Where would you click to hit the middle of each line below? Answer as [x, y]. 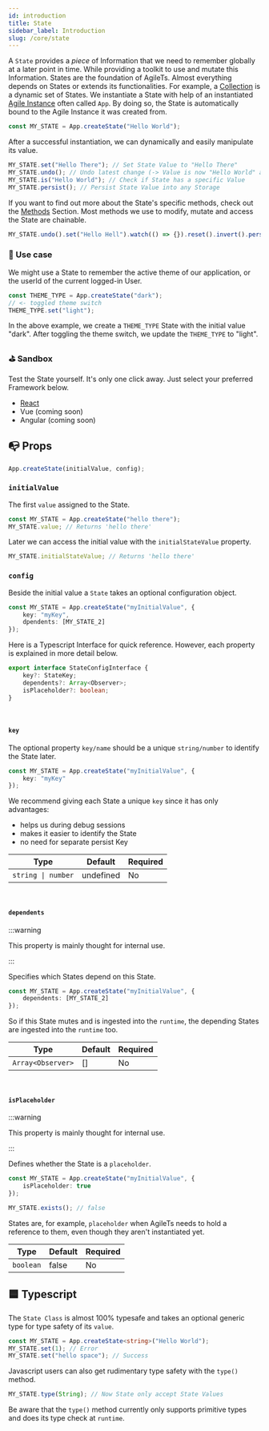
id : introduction [37, 16]
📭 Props [30, 446]
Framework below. [39, 387]
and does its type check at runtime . [67, 1418]
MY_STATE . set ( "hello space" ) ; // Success [78, 1356]
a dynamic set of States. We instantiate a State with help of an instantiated [131, 95]
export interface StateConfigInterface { [78, 668]
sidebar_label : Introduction [57, 30]
